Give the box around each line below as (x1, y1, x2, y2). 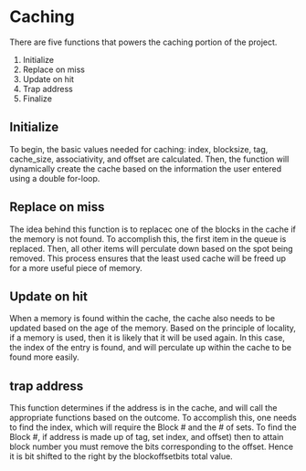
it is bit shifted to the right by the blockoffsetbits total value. (9, 451, 233, 462)
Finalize (22, 93, 53, 104)
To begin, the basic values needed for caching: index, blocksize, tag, (9, 143, 269, 154)
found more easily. (9, 351, 79, 362)
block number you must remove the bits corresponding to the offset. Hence (9, 441, 294, 453)
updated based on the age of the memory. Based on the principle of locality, (9, 322, 297, 334)
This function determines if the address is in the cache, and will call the (9, 403, 278, 413)
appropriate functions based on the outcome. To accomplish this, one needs (9, 413, 297, 424)
